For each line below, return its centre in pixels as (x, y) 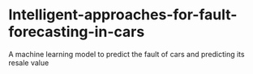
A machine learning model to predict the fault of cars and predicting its (126, 54)
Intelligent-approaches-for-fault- (123, 15)
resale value (29, 63)
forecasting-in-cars (77, 32)
